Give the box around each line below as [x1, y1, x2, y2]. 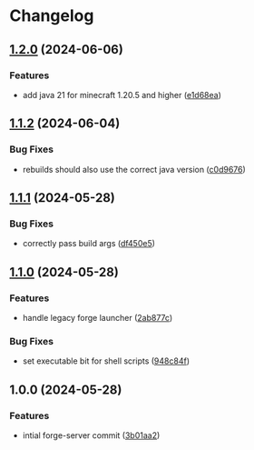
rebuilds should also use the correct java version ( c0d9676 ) [22, 164, 247, 175]
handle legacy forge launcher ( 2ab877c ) [22, 312, 173, 323]
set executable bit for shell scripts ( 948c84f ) [22, 355, 190, 366]
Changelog [9, 5, 94, 26]
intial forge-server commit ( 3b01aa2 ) [22, 429, 161, 441]
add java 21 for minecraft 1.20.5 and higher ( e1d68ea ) [22, 89, 222, 100]
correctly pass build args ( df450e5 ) [22, 238, 156, 249]
